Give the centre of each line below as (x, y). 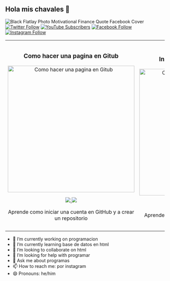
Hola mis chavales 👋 (37, 9)
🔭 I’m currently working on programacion (55, 239)
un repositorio (71, 218)
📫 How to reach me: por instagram (49, 266)
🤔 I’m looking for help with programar (51, 255)
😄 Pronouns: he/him (34, 273)
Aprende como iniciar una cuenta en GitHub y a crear (71, 212)
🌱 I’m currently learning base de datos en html (61, 244)
